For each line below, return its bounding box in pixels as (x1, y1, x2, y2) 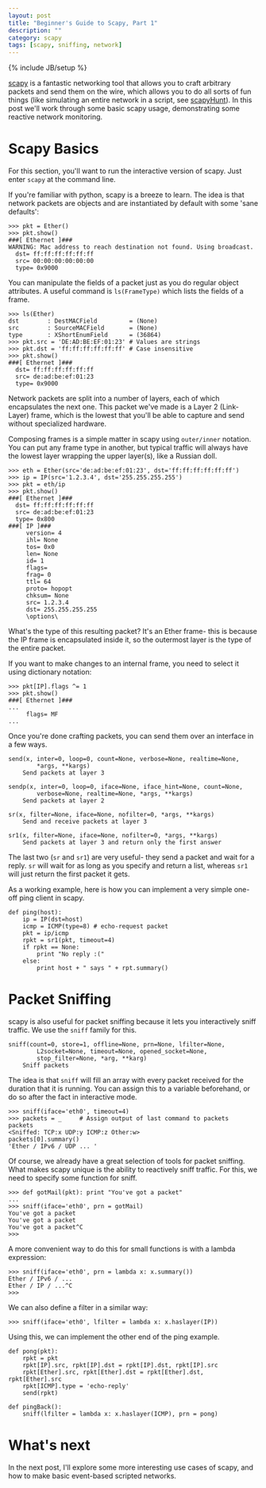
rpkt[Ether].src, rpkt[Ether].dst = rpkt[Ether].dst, (22, 1368, 204, 1376)
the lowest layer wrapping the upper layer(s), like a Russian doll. (8, 451, 218, 461)
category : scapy (8, 33, 62, 42)
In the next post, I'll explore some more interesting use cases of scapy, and (8, 1463, 254, 1472)
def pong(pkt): (8, 1347, 59, 1355)
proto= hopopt (25, 585, 73, 593)
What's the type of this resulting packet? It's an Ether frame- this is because (8, 627, 258, 636)
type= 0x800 (15, 516, 56, 524)
